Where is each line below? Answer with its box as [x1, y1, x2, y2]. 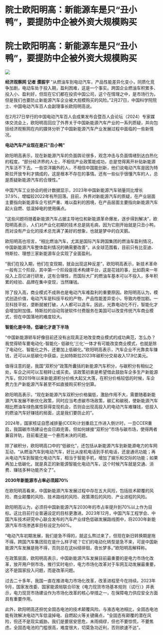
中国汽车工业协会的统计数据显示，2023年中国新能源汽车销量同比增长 [5, 187, 143, 193]
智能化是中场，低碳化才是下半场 [5, 324, 69, 330]
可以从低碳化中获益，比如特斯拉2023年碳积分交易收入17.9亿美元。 [17, 353, 151, 359]
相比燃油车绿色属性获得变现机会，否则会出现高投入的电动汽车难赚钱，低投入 [5, 404, 158, 410]
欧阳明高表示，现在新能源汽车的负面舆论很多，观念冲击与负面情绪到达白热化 [5, 153, 158, 159]
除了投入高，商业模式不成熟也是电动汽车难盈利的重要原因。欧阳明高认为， [5, 290, 154, 295]
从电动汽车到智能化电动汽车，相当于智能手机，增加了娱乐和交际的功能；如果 [5, 455, 158, 461]
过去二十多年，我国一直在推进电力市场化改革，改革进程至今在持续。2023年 [5, 578, 156, 584]
